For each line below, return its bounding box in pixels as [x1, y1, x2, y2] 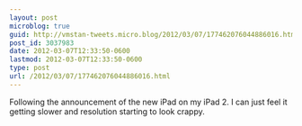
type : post [9, 64, 50, 73]
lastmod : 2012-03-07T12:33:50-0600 [9, 55, 143, 64]
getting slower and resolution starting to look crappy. [9, 105, 205, 117]
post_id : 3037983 [9, 38, 75, 48]
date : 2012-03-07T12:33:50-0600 [9, 47, 130, 56]
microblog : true [9, 22, 70, 31]
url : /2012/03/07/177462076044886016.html [9, 72, 171, 81]
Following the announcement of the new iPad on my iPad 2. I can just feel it [9, 96, 288, 107]
